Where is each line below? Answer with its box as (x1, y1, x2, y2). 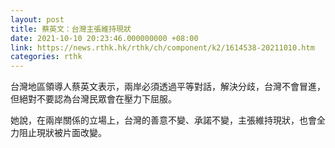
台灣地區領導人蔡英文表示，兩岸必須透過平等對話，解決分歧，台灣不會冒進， (10, 81, 326, 93)
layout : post (10, 14, 65, 25)
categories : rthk (10, 52, 83, 62)
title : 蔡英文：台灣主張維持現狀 (10, 24, 132, 34)
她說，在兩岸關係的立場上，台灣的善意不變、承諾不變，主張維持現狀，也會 (10, 114, 317, 126)
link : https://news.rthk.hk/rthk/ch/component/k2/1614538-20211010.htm (10, 42, 315, 53)
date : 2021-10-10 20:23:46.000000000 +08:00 (10, 33, 199, 43)
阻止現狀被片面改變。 (18, 127, 107, 139)
